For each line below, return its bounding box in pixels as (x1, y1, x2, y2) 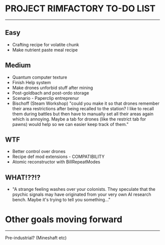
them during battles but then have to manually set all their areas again (12, 111, 154, 117)
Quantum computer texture (12, 74, 67, 80)
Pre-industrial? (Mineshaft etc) (5, 235, 67, 241)
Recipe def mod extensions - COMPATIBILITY (12, 153, 105, 160)
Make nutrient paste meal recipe (12, 47, 78, 53)
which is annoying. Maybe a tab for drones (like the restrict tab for (12, 116, 146, 122)
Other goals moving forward (5, 214, 123, 225)
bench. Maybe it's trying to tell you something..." (12, 197, 110, 203)
